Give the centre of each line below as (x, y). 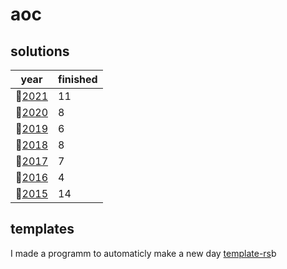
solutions (40, 51)
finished (78, 79)
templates (42, 229)
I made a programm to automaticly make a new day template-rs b (143, 253)
